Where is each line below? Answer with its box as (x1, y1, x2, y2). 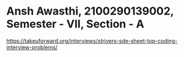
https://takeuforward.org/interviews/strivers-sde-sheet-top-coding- (6, 37, 178, 44)
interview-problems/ (6, 44, 58, 51)
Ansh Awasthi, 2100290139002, (6, 4, 174, 18)
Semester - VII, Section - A (6, 17, 145, 31)
